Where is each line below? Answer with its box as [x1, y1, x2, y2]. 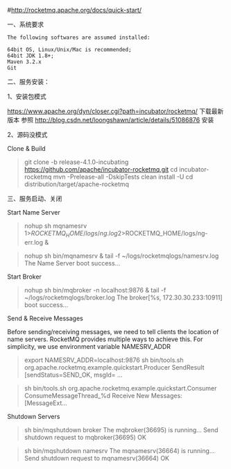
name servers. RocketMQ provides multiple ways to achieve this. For [7, 335, 203, 343]
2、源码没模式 [7, 131, 48, 138]
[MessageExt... [24, 399, 68, 407]
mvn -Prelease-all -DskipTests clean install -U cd [53, 173, 194, 181]
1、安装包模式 [7, 92, 46, 100]
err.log [24, 238, 44, 246]
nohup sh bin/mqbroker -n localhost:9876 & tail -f [24, 286, 166, 294]
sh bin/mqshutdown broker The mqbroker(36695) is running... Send [24, 425, 219, 434]
